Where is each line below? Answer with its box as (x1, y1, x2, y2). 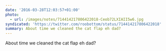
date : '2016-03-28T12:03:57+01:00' (5, 7, 80, 13)
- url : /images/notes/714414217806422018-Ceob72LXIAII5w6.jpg (10, 17, 144, 22)
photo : (5, 12, 19, 17)
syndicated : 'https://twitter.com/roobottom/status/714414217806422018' (5, 21, 162, 27)
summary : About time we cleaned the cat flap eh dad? (5, 26, 121, 31)
